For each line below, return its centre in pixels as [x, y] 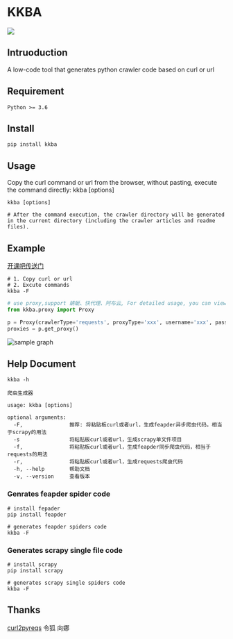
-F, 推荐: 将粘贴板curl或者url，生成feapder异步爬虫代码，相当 [118, 425]
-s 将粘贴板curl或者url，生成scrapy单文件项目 [98, 440]
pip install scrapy [35, 570]
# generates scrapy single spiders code [67, 583]
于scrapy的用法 [27, 432]
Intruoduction [37, 53]
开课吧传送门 [25, 266]
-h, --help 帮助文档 [52, 470]
